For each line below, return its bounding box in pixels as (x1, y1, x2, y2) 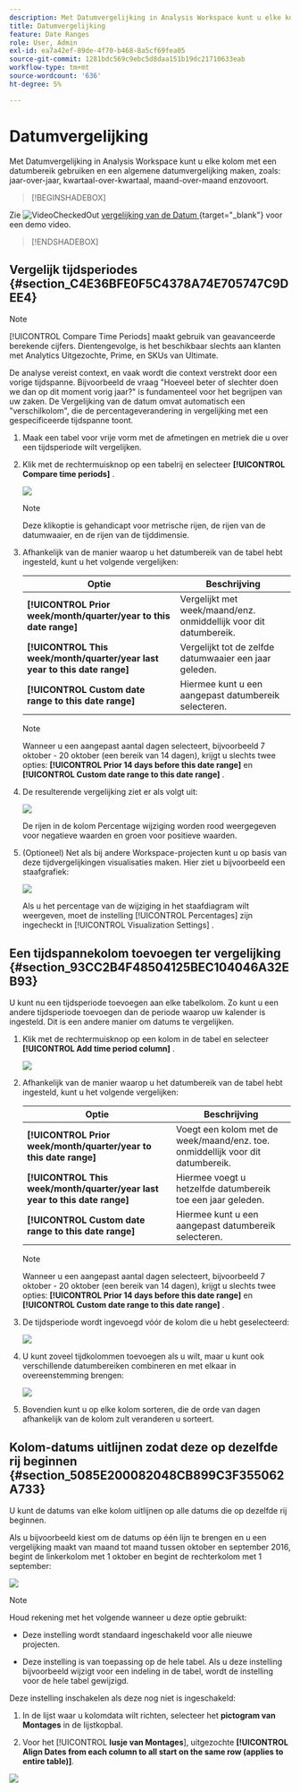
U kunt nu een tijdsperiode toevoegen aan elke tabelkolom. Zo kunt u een (9, 997, 279, 1008)
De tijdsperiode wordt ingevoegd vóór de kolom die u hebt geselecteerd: (21, 1317, 290, 1327)
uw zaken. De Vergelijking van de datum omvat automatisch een (9, 396, 246, 407)
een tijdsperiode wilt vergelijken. (21, 442, 142, 453)
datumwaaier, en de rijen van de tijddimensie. (21, 530, 190, 541)
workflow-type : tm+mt (9, 64, 90, 73)
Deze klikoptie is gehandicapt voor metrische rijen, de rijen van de (21, 520, 266, 531)
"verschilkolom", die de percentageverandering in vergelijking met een (9, 405, 269, 416)
